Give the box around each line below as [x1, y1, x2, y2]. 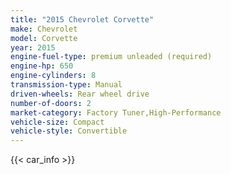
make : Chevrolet [10, 24, 78, 34]
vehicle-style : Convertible [10, 126, 128, 136]
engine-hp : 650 [10, 61, 74, 71]
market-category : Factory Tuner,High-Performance [10, 107, 222, 118]
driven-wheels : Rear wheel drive [10, 89, 150, 99]
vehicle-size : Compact [10, 117, 105, 127]
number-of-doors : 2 [10, 98, 92, 108]
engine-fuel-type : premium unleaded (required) [10, 52, 213, 62]
